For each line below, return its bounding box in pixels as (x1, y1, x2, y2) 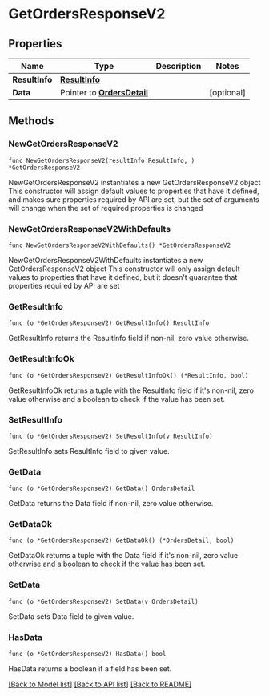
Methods (8, 114, 54, 128)
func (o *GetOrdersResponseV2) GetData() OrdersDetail (8, 484, 195, 493)
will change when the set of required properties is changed (8, 203, 203, 212)
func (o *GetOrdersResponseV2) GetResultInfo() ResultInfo (8, 319, 210, 327)
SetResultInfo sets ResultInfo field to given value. (8, 446, 170, 455)
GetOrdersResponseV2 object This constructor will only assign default (8, 264, 240, 273)
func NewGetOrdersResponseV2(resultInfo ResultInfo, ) (8, 156, 195, 164)
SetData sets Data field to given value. (8, 611, 134, 621)
